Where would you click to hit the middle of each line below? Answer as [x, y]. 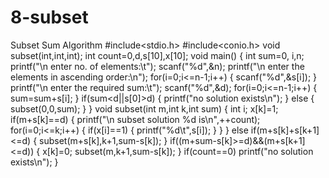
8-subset [49, 17]
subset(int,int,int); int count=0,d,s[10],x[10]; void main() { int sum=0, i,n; [157, 55]
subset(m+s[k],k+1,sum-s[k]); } [103, 140]
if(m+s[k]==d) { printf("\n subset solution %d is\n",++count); [135, 119]
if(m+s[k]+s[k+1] [285, 130]
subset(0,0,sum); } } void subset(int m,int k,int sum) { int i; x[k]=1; [144, 108]
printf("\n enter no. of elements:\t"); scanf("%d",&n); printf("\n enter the [157, 66]
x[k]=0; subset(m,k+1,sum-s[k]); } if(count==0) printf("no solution [178, 151]
